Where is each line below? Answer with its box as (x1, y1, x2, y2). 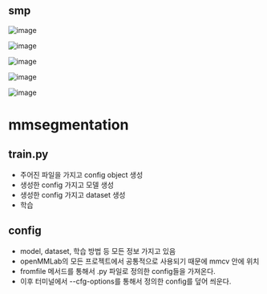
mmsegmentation (8, 116, 129, 133)
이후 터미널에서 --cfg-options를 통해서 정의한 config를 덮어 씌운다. (19, 276, 232, 286)
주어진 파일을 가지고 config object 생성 (19, 169, 144, 179)
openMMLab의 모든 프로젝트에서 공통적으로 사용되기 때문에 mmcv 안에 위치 (19, 256, 260, 266)
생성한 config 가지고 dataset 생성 (19, 190, 126, 199)
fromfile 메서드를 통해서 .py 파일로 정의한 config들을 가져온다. (19, 266, 216, 276)
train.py (8, 148, 49, 161)
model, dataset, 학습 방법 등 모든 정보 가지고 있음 (19, 246, 176, 255)
